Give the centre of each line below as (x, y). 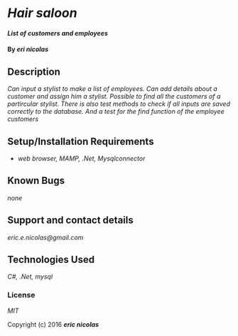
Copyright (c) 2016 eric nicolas (53, 324)
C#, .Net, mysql (30, 277)
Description (34, 71)
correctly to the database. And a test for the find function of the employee (116, 112)
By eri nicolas (28, 49)
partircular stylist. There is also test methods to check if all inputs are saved (119, 104)
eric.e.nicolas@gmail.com (45, 237)
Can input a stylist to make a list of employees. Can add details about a (113, 89)
